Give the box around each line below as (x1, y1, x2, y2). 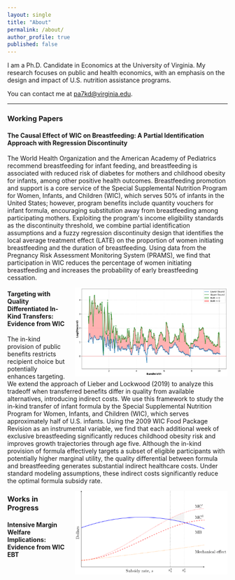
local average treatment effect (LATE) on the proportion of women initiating (7, 236, 224, 245)
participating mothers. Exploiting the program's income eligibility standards (7, 214, 224, 223)
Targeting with (7, 289, 51, 298)
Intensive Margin (7, 520, 58, 529)
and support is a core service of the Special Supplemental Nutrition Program (7, 184, 227, 192)
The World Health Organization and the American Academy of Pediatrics (7, 154, 217, 163)
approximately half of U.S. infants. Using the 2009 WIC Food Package (7, 417, 208, 426)
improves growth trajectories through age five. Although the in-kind (7, 440, 201, 448)
